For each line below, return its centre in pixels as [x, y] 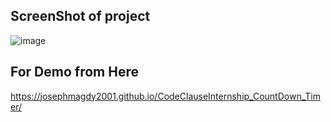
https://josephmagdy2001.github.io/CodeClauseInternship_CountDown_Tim [165, 96]
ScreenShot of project [80, 16]
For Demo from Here [74, 72]
